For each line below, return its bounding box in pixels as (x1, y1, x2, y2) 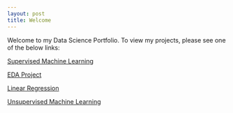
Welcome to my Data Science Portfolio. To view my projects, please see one (7, 36, 226, 44)
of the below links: (7, 43, 61, 52)
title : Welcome (7, 17, 52, 24)
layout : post (7, 10, 45, 17)
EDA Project (7, 70, 42, 79)
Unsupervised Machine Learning (7, 97, 101, 105)
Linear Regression (7, 84, 59, 92)
